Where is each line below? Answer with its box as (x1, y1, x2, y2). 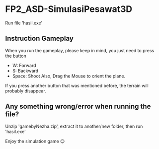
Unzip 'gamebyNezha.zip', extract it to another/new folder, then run (5, 123, 143, 129)
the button (5, 53, 26, 59)
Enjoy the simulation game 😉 (5, 138, 65, 144)
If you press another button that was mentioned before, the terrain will (5, 82, 149, 88)
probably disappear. (5, 88, 46, 94)
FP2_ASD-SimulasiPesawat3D (5, 3, 133, 15)
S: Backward (12, 68, 39, 74)
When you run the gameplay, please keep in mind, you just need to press (5, 47, 155, 53)
